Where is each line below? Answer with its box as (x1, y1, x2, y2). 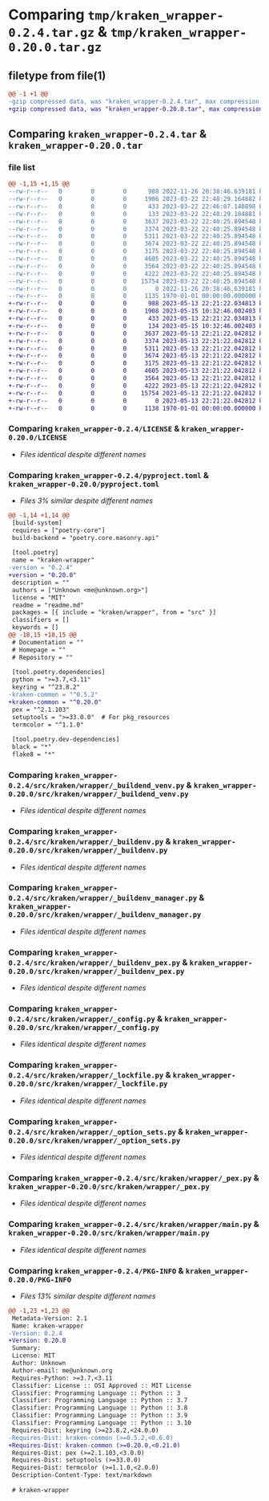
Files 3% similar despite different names (19, 496, 154, 505)
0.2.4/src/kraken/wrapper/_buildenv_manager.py (8, 894, 198, 903)
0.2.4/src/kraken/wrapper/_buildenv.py (8, 837, 164, 847)
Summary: (11, 1344, 42, 1352)
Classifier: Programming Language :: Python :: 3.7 (11, 1397, 188, 1405)
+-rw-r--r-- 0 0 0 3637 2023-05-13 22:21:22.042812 (8, 329, 256, 337)
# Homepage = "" (11, 645, 66, 654)
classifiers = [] (11, 616, 70, 624)
